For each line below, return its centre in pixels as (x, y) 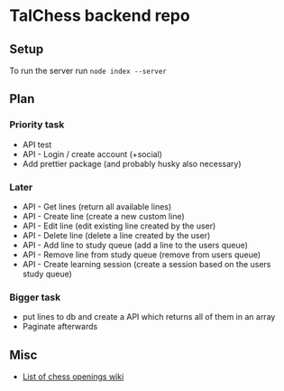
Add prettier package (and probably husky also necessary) (132, 163)
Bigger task (35, 297)
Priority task (37, 125)
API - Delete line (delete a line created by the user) (116, 235)
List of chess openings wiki (73, 377)
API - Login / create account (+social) (92, 154)
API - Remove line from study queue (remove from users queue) (142, 255)
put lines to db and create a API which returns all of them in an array (149, 317)
